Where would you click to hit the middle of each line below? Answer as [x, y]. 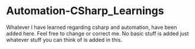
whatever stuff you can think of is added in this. [64, 40]
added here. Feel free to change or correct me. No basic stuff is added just [97, 33]
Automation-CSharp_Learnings [85, 11]
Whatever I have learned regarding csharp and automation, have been [92, 27]
